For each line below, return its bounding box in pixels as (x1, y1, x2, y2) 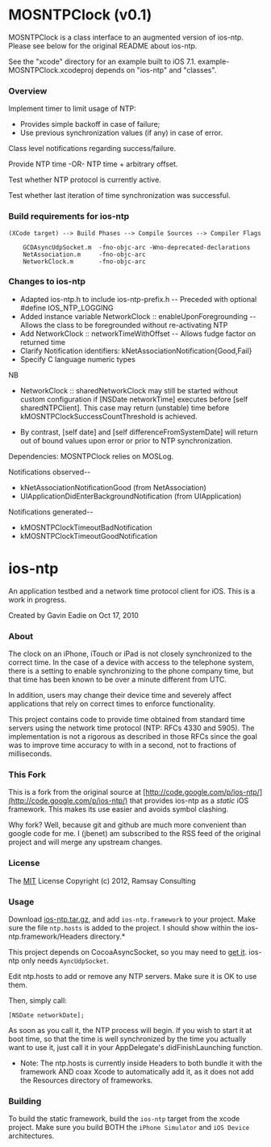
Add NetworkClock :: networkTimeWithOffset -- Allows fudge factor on (19, 329, 256, 338)
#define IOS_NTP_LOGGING (19, 303, 114, 313)
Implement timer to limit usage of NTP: (8, 103, 136, 114)
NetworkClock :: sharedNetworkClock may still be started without (19, 385, 238, 395)
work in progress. (8, 595, 67, 604)
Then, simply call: (8, 995, 67, 1005)
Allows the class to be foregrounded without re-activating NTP (19, 320, 228, 330)
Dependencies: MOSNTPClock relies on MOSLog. (8, 451, 174, 461)
